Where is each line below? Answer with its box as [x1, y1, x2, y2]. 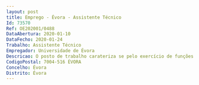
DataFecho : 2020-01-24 [6, 37, 63, 42]
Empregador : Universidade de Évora [6, 48, 95, 54]
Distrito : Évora [6, 70, 47, 76]
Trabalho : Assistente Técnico [6, 42, 82, 48]
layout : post [6, 8, 39, 15]
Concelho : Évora [6, 64, 47, 71]
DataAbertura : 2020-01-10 [6, 31, 71, 37]
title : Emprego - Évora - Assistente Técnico [6, 14, 121, 20]
